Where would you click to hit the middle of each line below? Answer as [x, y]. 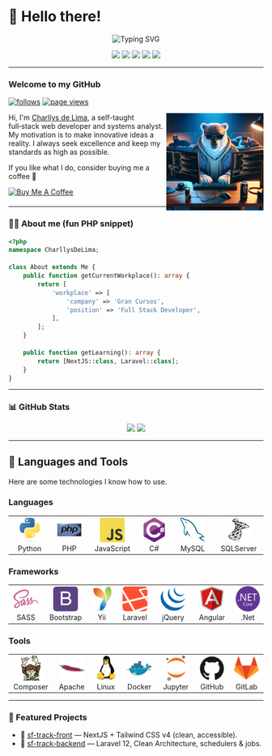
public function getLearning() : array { [92, 352]
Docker [139, 686]
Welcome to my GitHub [55, 84]
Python [30, 548]
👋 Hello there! [55, 17]
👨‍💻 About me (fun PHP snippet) [71, 224]
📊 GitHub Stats [39, 407]
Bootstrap [66, 617]
